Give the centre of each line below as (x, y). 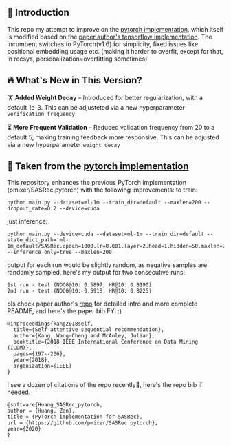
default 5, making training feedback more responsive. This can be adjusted (113, 137)
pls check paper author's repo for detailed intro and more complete (102, 304)
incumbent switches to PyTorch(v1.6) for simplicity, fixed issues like (103, 44)
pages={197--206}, (40, 354)
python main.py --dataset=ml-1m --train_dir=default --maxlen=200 (104, 203)
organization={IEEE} (43, 366)
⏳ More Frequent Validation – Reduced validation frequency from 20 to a (111, 127)
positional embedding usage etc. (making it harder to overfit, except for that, (115, 51)
